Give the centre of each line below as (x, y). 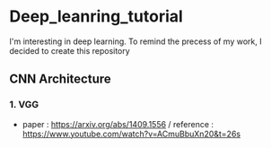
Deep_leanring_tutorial (96, 17)
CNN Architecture (61, 79)
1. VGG (24, 105)
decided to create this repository (70, 50)
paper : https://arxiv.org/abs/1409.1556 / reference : (118, 124)
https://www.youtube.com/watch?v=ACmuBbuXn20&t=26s (131, 134)
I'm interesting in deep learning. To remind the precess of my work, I (135, 41)
